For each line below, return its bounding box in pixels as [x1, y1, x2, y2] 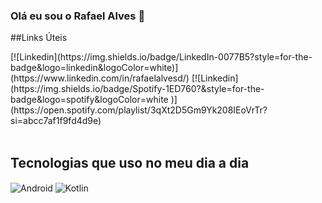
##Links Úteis [10, 32, 68, 44]
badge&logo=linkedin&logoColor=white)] [10, 62, 179, 74]
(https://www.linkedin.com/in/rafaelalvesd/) [10, 72, 190, 84]
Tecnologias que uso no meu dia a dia [10, 154, 250, 171]
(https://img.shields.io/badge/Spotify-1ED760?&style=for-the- [10, 83, 265, 95]
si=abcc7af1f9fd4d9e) [10, 115, 102, 127]
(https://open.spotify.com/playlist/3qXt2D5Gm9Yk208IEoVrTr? [10, 104, 268, 116]
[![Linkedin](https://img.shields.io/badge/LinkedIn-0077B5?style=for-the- [10, 51, 313, 63]
